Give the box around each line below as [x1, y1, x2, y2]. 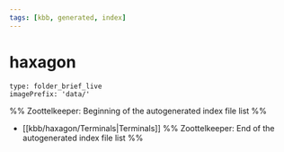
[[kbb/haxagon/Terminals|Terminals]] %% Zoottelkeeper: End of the [22, 122, 275, 133]
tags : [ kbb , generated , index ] [9, 13, 127, 22]
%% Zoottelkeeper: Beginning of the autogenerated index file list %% [9, 105, 268, 116]
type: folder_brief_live [9, 82, 102, 91]
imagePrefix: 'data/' [9, 89, 91, 99]
